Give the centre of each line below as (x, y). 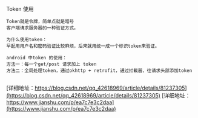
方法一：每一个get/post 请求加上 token (51, 64)
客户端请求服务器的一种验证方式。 (42, 28)
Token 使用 (20, 9)
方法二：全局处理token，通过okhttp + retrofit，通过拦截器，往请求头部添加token (99, 71)
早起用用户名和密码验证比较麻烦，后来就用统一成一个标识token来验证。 (83, 46)
